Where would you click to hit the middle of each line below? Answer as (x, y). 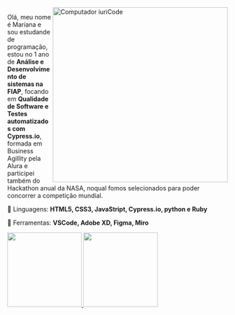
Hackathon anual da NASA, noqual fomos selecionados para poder (104, 188)
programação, (28, 47)
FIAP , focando (28, 91)
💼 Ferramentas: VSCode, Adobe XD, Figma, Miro (78, 223)
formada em (25, 143)
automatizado (28, 121)
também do (24, 181)
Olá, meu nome (29, 17)
